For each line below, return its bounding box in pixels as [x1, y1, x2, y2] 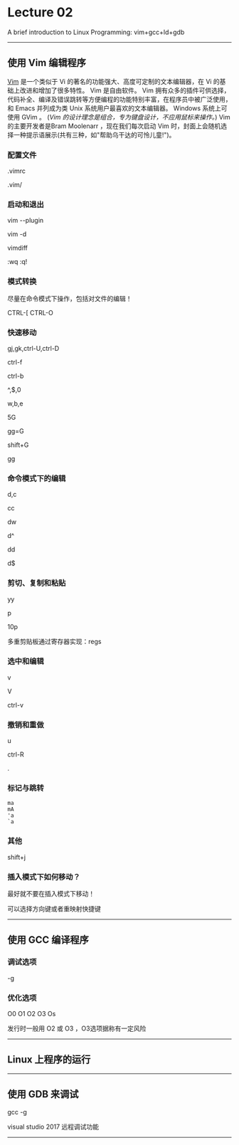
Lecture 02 [7, 4, 73, 21]
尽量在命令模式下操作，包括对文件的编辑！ [7, 294, 132, 302]
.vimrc [7, 167, 26, 175]
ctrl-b [7, 371, 24, 380]
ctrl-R [7, 750, 24, 759]
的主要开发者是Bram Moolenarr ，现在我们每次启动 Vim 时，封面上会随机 [7, 122, 221, 130]
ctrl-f [7, 357, 23, 366]
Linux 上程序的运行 [7, 1054, 91, 1066]
